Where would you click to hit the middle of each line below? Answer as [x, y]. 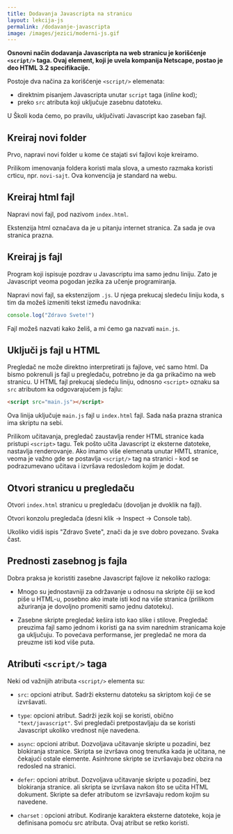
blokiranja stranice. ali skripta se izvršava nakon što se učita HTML [113, 787]
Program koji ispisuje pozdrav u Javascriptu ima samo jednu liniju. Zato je [112, 274]
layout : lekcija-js [35, 20]
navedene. [32, 802]
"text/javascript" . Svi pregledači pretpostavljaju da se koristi [106, 722]
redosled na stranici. [47, 766]
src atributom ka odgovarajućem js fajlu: [65, 389]
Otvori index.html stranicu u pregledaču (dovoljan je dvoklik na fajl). [105, 505]
